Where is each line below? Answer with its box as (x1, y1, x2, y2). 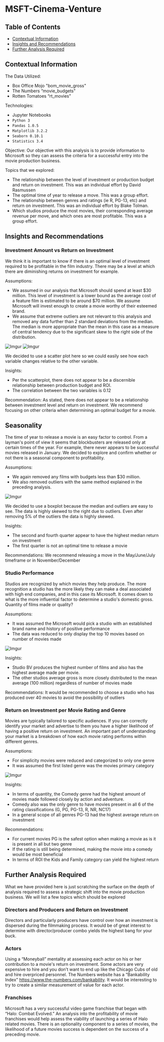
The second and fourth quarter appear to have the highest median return (12, 532, 159, 538)
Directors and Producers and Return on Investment (5, 906, 128, 913)
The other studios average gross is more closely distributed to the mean (12, 674, 157, 680)
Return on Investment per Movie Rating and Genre (5, 707, 126, 714)
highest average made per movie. (12, 670, 80, 675)
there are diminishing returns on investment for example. (5, 268, 119, 274)
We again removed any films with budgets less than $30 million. (12, 474, 141, 480)
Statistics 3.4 (12, 139, 43, 143)
